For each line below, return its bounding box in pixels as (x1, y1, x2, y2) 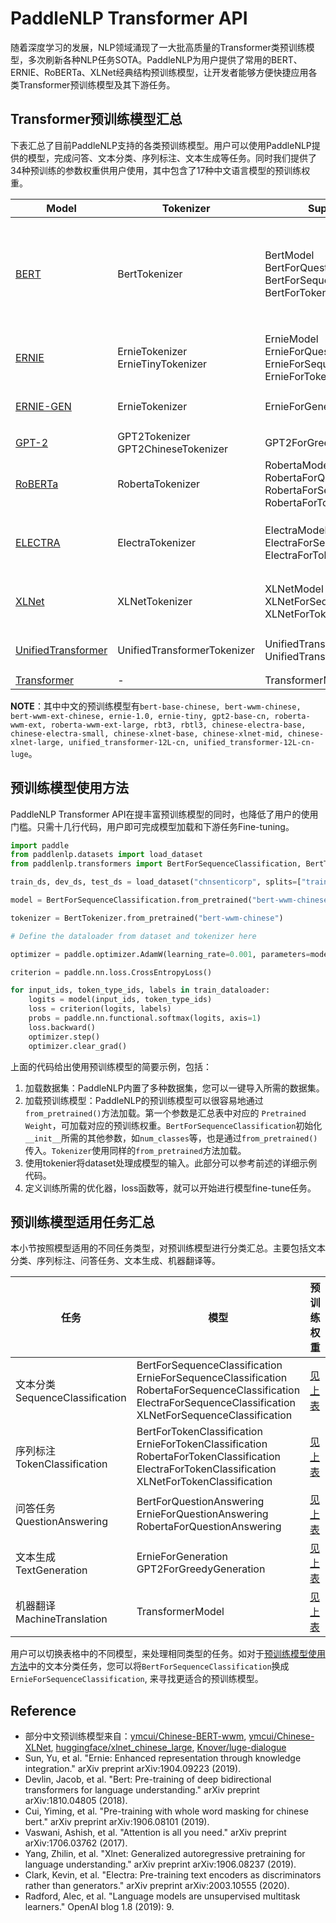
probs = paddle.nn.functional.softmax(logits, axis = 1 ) (28, 1013, 262, 1024)
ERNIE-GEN (15, 399, 72, 413)
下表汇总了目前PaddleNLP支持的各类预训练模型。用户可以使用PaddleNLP (10, 139, 312, 151)
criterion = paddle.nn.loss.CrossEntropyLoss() (10, 967, 213, 977)
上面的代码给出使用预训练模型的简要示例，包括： (10, 1060, 212, 1072)
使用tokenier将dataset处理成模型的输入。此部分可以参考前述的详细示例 (24, 1157, 318, 1169)
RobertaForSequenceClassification (136, 1383, 301, 1397)
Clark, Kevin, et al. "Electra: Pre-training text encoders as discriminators (24, 1869, 322, 1881)
